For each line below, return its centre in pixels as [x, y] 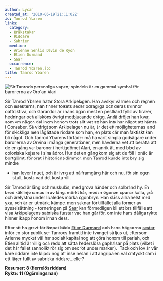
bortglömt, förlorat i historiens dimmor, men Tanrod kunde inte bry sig [75, 158]
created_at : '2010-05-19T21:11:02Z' [42, 14]
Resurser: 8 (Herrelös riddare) [36, 268]
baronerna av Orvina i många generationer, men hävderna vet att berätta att [81, 142]
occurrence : [22, 64]
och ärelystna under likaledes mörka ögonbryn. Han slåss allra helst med [78, 197]
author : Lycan [19, 9]
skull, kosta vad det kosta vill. [41, 177]
